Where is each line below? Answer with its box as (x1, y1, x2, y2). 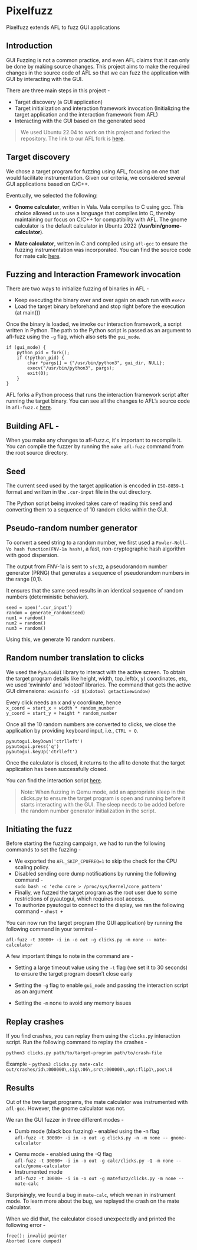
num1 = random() (6, 615, 46, 621)
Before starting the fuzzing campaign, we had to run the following (6, 840, 166, 847)
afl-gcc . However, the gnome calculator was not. (6, 1105, 126, 1112)
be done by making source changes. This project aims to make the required (6, 63, 190, 70)
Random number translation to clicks (6, 653, 145, 663)
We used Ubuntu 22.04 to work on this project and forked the (20, 128, 170, 135)
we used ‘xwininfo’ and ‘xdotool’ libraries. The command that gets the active (6, 681, 192, 688)
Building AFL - (6, 421, 60, 431)
